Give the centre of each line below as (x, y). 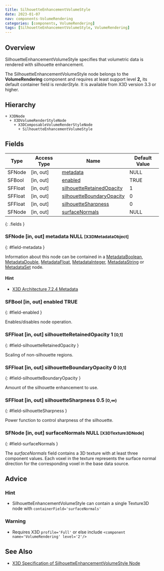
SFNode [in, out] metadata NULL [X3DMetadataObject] (67, 237)
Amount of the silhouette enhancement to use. (52, 387)
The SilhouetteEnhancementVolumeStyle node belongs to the (67, 74)
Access (44, 158)
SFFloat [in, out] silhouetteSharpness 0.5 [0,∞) (61, 400)
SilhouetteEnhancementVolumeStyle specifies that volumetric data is (74, 59)
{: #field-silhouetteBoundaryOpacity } (43, 378)
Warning (15, 521)
